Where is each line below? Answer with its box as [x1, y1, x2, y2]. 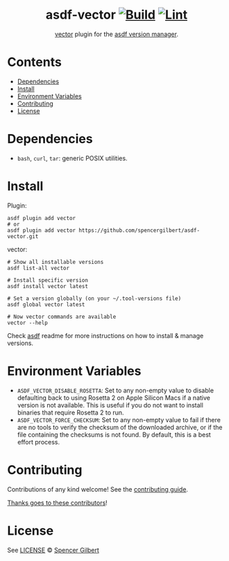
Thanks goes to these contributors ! [7, 499, 108, 507]
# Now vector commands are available [7, 313, 117, 320]
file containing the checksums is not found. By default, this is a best [17, 430, 212, 439]
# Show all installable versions [7, 258, 104, 265]
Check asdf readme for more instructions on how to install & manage [7, 331, 204, 340]
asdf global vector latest [7, 301, 85, 308]
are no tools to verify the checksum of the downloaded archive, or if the [17, 423, 223, 431]
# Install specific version [7, 276, 89, 284]
